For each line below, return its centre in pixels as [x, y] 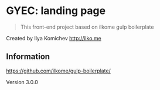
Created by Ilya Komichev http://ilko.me [54, 38]
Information [28, 57]
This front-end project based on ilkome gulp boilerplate [87, 27]
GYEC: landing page [56, 11]
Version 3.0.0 [22, 82]
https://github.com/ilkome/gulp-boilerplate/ [59, 71]
